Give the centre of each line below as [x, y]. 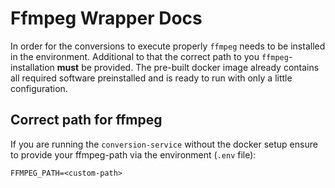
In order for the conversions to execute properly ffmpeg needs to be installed [168, 46]
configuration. [39, 88]
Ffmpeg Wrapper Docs [106, 18]
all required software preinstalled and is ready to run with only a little [151, 78]
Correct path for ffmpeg [86, 120]
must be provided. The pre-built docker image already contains [188, 67]
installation [32, 67]
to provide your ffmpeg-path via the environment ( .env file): [133, 154]
